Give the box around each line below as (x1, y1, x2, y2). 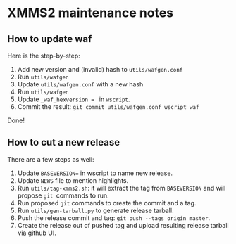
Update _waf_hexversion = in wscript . (17, 95, 130, 103)
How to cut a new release (7, 136, 120, 148)
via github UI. (17, 229, 56, 237)
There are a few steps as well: (7, 155, 94, 163)
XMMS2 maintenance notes (7, 5, 174, 21)
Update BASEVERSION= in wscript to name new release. (17, 169, 173, 177)
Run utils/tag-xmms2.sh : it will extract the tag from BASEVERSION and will (17, 184, 226, 192)
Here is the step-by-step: (7, 51, 81, 60)
